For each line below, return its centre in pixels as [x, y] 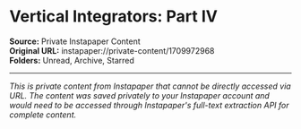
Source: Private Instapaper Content [75, 41]
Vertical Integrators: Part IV [113, 17]
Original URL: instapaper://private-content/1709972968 [112, 50]
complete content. [43, 115]
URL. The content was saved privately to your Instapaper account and [140, 95]
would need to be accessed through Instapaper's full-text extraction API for [149, 105]
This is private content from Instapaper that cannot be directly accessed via [150, 86]
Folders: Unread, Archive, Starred [72, 60]
